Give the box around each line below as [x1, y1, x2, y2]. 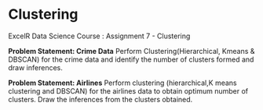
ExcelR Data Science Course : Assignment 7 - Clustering [8, 31, 191, 41]
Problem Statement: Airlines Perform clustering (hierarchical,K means [8, 78, 237, 87]
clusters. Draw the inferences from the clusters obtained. [8, 94, 193, 104]
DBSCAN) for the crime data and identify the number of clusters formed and [8, 55, 254, 64]
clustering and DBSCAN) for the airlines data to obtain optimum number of [8, 86, 249, 95]
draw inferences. [8, 62, 63, 72]
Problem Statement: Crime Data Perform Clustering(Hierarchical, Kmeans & [8, 46, 255, 55]
